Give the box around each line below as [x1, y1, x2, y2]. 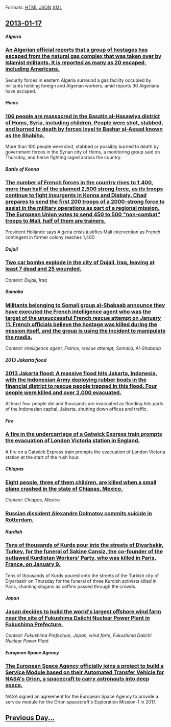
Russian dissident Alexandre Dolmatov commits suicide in [5, 510, 152, 517]
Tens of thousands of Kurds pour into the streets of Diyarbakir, [5, 542, 164, 549]
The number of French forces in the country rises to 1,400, [5, 179, 154, 186]
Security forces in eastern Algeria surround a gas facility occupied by [5, 77, 152, 83]
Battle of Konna [5, 166, 39, 172]
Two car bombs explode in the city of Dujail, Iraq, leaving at [5, 259, 155, 266]
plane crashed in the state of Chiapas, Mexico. [5, 485, 123, 492]
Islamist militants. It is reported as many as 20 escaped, [5, 59, 146, 66]
